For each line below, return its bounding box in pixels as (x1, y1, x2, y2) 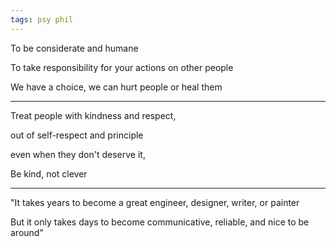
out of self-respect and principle (10, 129, 144, 141)
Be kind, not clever (10, 167, 88, 180)
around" (10, 226, 44, 238)
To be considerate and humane (10, 42, 139, 54)
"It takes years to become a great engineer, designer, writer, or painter (10, 196, 300, 208)
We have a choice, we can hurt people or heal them (10, 81, 223, 93)
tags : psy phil (10, 14, 74, 25)
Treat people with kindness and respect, (10, 109, 177, 121)
